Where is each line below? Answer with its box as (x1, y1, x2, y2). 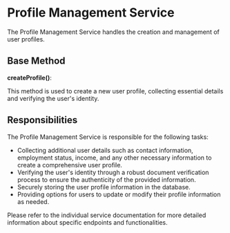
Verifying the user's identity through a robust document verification (17, 168, 209, 176)
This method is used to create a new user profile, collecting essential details (7, 86, 224, 95)
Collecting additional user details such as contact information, (17, 146, 193, 154)
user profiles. (7, 35, 45, 43)
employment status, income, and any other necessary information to (17, 153, 212, 162)
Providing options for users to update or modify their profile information (17, 190, 221, 198)
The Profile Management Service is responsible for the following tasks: (7, 133, 209, 141)
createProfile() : (7, 73, 52, 82)
